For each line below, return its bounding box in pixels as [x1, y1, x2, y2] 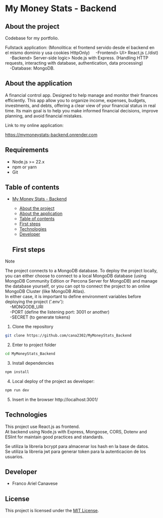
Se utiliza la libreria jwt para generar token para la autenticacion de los [5, 448, 146, 454]
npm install [5, 370, 29, 375]
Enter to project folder [12, 342, 56, 348]
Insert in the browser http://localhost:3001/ [12, 396, 98, 402]
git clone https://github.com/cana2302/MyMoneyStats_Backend [5, 333, 132, 338]
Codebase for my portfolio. [5, 35, 59, 41]
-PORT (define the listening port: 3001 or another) [9, 309, 110, 315]
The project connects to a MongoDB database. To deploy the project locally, [5, 268, 158, 274]
